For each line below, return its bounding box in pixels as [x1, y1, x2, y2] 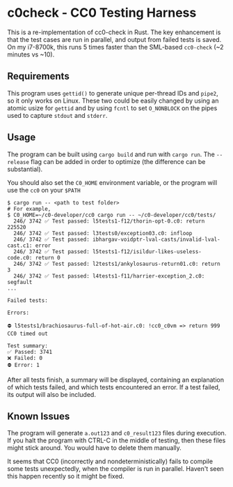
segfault [7, 278, 33, 285]
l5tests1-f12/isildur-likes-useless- [93, 248, 202, 255]
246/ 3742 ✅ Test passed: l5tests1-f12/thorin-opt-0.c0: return [13, 218, 205, 225]
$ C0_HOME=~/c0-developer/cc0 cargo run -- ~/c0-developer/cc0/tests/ [7, 211, 216, 218]
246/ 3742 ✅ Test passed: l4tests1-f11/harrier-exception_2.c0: [13, 272, 205, 280]
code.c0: [7, 254, 33, 261]
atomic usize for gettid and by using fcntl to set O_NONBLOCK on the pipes [7, 103, 218, 112]
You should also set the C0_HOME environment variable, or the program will [7, 178, 218, 186]
